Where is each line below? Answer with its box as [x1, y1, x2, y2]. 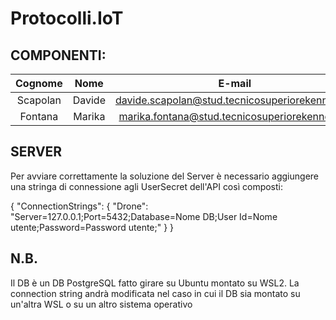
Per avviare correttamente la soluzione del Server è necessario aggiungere [10, 170, 320, 182]
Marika [73, 110, 106, 123]
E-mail [218, 77, 252, 90]
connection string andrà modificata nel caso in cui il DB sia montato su [10, 287, 301, 299]
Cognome [15, 77, 63, 90]
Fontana [19, 110, 59, 123]
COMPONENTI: [10, 47, 107, 64]
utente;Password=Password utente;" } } [10, 221, 175, 233]
